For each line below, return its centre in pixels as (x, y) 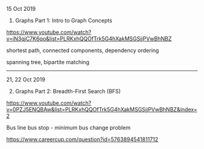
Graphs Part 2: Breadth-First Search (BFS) (68, 91)
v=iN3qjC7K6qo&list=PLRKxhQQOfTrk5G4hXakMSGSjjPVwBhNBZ (89, 38)
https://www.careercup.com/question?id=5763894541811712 (82, 139)
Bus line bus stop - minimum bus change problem (68, 127)
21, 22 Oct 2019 (26, 79)
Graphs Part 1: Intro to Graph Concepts (63, 20)
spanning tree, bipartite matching (48, 62)
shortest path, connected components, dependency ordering (83, 50)
